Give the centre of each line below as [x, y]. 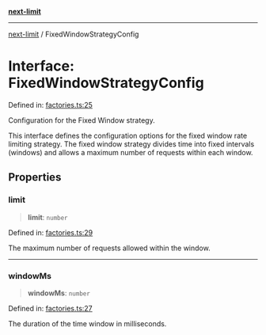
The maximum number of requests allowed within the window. [110, 248]
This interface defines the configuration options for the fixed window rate [128, 135]
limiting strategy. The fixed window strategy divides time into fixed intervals [131, 144]
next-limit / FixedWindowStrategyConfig [74, 34]
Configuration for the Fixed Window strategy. [82, 120]
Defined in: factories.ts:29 [51, 232]
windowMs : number [59, 293]
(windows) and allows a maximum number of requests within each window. [131, 152]
